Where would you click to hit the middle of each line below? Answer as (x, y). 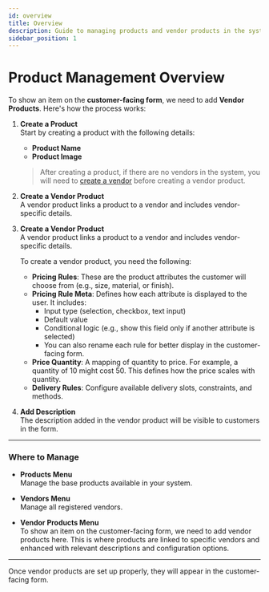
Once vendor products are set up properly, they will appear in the (116, 571)
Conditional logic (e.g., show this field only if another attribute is (149, 328)
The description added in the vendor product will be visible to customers (140, 420)
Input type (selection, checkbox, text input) (115, 311)
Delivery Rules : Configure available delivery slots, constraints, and (142, 388)
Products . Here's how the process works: (77, 108)
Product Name (56, 148)
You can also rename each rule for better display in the (134, 345)
